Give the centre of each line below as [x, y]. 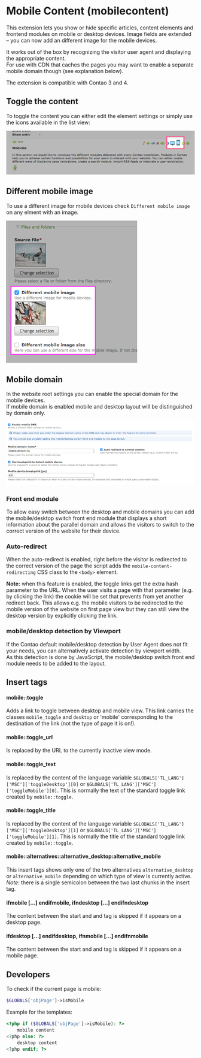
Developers [28, 974]
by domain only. [26, 413]
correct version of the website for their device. [63, 531]
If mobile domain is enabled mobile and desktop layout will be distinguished [99, 407]
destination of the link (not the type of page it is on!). [71, 724]
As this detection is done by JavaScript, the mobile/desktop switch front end [100, 657]
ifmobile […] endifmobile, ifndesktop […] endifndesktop [77, 902]
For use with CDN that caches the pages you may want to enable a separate [100, 65]
